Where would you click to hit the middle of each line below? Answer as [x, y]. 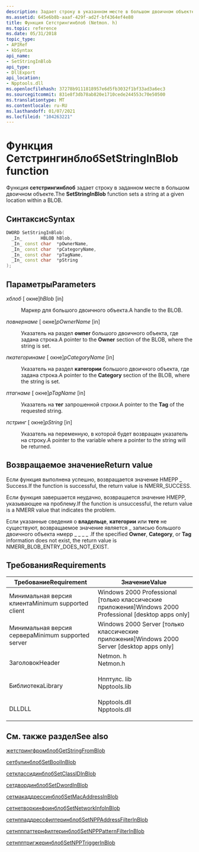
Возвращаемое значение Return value [79, 465]
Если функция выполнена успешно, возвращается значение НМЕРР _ [94, 479]
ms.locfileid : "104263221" [39, 116]
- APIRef [17, 45]
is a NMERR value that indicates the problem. [61, 510]
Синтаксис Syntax [41, 219]
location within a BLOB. [35, 200]
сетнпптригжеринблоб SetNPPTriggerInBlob [61, 843]
